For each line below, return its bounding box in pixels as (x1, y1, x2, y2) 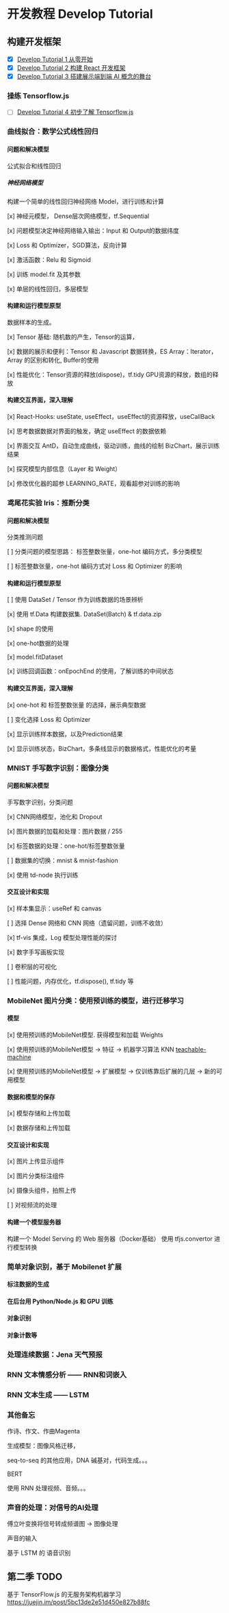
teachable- (175, 1045, 206, 1054)
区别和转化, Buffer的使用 (29, 356, 99, 364)
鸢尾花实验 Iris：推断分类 (7, 498, 90, 507)
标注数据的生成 (7, 1280, 49, 1289)
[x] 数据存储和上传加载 (7, 1124, 70, 1132)
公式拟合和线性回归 (7, 162, 62, 170)
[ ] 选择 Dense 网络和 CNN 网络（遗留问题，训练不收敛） (7, 919, 167, 927)
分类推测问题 (7, 533, 43, 542)
